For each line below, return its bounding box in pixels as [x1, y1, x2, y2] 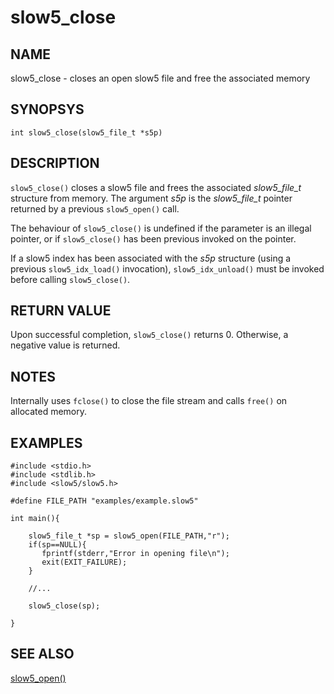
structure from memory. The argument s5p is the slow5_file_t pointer [10, 192, 293, 204]
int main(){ [10, 514, 60, 524]
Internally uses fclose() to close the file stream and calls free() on [10, 395, 288, 407]
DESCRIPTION [10, 155, 100, 172]
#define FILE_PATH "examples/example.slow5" [10, 496, 199, 506]
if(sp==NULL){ [28, 540, 87, 550]
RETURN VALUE [10, 302, 112, 320]
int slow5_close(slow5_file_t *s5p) [10, 127, 163, 138]
